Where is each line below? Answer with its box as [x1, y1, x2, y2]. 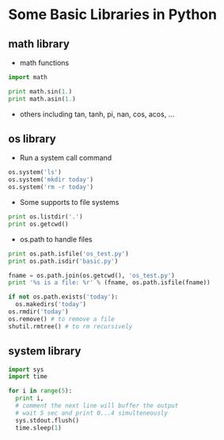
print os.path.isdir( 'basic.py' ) [8, 257, 119, 265]
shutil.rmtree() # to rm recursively [8, 322, 133, 330]
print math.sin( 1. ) [8, 87, 73, 96]
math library [8, 37, 70, 51]
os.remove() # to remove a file [8, 315, 115, 323]
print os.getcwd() [8, 220, 69, 228]
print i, [15, 394, 44, 403]
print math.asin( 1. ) [8, 95, 77, 103]
